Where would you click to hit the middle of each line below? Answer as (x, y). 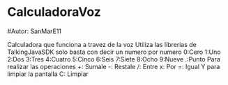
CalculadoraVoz (54, 12)
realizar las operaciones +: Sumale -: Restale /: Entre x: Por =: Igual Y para (114, 66)
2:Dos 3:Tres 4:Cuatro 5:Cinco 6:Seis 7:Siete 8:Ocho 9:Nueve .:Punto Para (114, 59)
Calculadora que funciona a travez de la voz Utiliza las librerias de (102, 44)
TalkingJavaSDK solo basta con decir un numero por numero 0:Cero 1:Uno (114, 52)
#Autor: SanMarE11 (34, 31)
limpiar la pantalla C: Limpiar (48, 74)
